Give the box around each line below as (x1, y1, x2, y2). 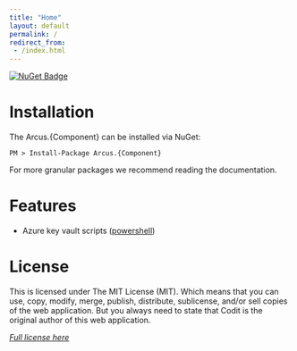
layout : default (9, 21, 70, 30)
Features (9, 196, 77, 216)
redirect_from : (9, 38, 66, 47)
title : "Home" (9, 13, 63, 22)
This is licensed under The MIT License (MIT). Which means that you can (9, 286, 279, 297)
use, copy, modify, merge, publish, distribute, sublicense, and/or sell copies (9, 296, 288, 306)
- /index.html (13, 46, 66, 55)
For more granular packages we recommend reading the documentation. (9, 164, 277, 175)
